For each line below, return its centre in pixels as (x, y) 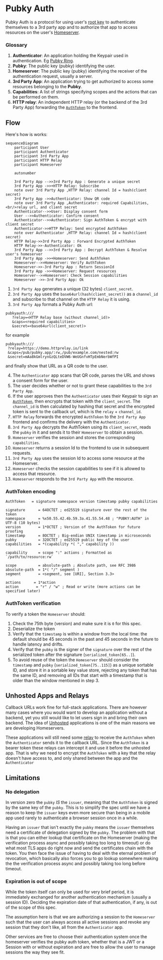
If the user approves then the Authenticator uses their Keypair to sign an (85, 396)
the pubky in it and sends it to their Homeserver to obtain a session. (78, 432)
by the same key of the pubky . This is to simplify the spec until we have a (78, 807)
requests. (22, 453)
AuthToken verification (33, 603)
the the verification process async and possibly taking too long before (75, 864)
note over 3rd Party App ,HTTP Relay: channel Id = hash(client (81, 191)
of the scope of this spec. (31, 907)
